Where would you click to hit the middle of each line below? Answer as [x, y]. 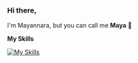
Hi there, [22, 10]
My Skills [21, 39]
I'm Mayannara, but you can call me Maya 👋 [70, 26]
